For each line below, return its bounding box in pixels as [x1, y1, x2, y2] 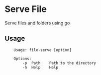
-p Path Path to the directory [22, 61, 97, 66]
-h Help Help [22, 65, 58, 70]
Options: [13, 56, 32, 61]
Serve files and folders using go [4, 20, 70, 26]
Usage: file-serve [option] [13, 47, 72, 53]
